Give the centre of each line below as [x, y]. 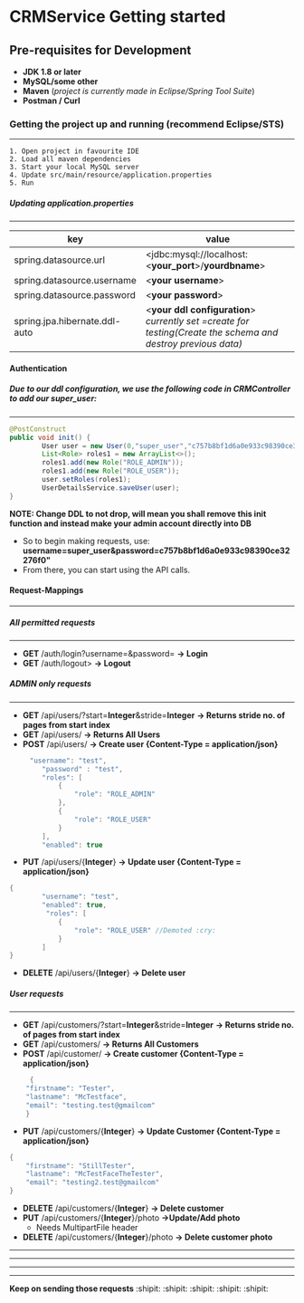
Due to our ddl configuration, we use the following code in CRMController [150, 389]
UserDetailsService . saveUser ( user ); [111, 488]
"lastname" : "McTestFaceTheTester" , [95, 1174]
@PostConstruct [38, 429]
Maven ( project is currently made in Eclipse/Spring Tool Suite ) [138, 91]
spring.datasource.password [75, 295]
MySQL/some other [60, 81]
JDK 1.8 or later [52, 72]
